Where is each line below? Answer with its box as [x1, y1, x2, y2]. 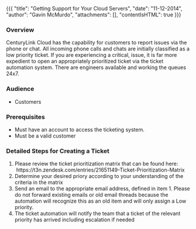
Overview [6, 26, 35, 34]
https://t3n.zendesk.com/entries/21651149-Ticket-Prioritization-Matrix [16, 166, 185, 173]
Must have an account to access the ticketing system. [14, 126, 145, 133]
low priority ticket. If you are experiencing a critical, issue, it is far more [6, 52, 177, 59]
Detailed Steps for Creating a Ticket [6, 146, 110, 155]
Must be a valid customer [14, 132, 76, 139]
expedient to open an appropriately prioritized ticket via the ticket [6, 58, 164, 65]
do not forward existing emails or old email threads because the [14, 192, 169, 199]
